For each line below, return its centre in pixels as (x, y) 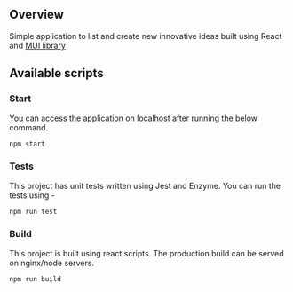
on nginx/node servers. (52, 263)
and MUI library (38, 45)
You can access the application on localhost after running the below (133, 118)
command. (29, 127)
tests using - (32, 195)
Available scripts (56, 73)
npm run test (33, 211)
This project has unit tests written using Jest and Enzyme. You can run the (145, 185)
